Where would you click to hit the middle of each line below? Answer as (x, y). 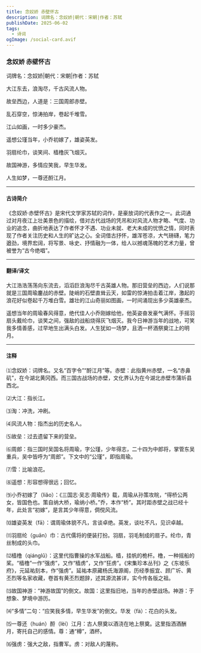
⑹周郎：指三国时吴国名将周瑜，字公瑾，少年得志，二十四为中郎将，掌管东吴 (100, 449)
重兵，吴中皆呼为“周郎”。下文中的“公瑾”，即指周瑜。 (71, 456)
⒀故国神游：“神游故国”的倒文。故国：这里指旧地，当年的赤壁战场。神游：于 (100, 591)
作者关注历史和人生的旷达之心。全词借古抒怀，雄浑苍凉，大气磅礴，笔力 (106, 235)
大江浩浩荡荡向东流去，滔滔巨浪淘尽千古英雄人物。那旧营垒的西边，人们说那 (100, 285)
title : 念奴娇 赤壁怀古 (33, 12)
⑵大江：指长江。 (27, 398)
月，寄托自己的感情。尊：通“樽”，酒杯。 (56, 631)
